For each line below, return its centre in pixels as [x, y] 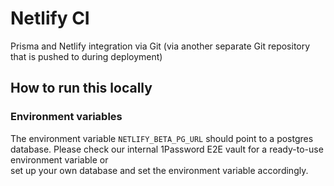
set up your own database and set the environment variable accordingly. [159, 170]
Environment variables [66, 117]
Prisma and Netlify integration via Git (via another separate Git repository [160, 46]
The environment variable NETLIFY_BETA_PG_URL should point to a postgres [162, 138]
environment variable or [59, 159]
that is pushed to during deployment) [86, 56]
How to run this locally [81, 88]
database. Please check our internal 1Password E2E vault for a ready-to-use [167, 149]
